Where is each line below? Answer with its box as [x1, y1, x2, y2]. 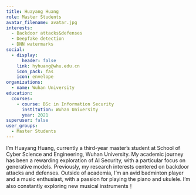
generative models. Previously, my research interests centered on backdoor [6, 163, 190, 170]
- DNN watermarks [11, 42, 54, 47]
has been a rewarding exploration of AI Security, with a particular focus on [6, 156, 186, 164]
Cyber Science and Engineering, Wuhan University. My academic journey [6, 150, 184, 158]
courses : [11, 95, 33, 101]
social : [6, 47, 25, 53]
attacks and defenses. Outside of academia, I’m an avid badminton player [6, 169, 184, 176]
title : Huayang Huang [6, 8, 59, 15]
